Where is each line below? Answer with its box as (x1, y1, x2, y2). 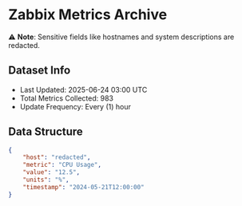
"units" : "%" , (22, 176, 69, 184)
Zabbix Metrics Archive (8, 6, 168, 24)
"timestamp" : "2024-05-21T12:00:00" (22, 183, 145, 191)
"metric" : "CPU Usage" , (22, 161, 102, 169)
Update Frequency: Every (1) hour (19, 101, 132, 111)
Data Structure (8, 125, 84, 139)
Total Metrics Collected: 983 (19, 93, 114, 103)
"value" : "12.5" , (22, 168, 81, 176)
